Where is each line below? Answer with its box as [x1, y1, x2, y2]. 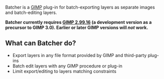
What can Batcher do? [5, 39, 76, 47]
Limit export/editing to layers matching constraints [12, 68, 117, 74]
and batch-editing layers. [5, 9, 57, 15]
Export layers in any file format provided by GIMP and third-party [12, 52, 147, 58]
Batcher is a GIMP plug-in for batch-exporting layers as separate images [5, 4, 155, 10]
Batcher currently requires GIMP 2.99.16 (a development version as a [5, 19, 152, 25]
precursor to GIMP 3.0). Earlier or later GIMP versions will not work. [5, 24, 148, 30]
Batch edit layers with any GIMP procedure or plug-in [12, 62, 123, 69]
